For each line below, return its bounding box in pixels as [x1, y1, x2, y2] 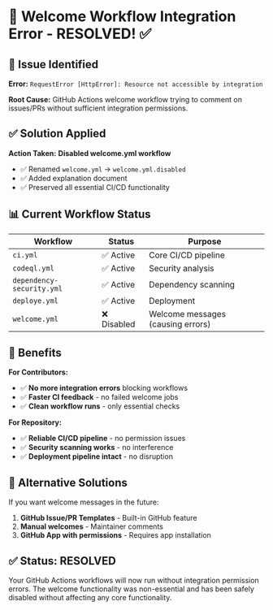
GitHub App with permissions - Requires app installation [19, 530, 211, 540]
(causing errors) [149, 318, 211, 330]
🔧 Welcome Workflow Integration [8, 7, 236, 26]
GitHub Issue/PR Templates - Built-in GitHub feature [19, 513, 197, 523]
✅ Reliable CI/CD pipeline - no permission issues [19, 434, 186, 443]
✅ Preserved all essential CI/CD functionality [19, 182, 171, 192]
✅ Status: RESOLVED [8, 554, 116, 568]
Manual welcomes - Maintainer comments [19, 521, 164, 531]
